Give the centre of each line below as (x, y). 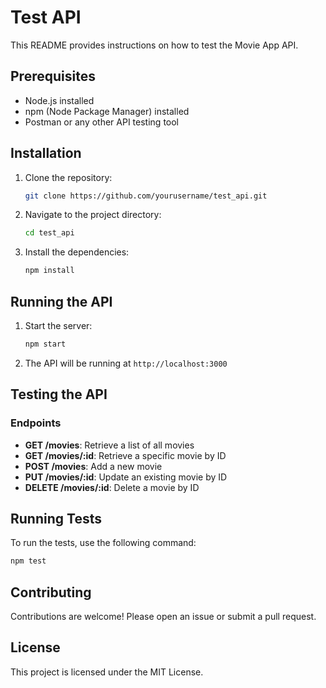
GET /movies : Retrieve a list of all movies (109, 445)
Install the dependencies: (77, 252)
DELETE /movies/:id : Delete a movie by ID (112, 487)
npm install (49, 271)
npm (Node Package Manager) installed (107, 111)
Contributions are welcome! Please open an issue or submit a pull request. (163, 617)
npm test (28, 561)
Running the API (61, 301)
